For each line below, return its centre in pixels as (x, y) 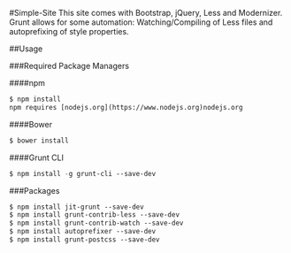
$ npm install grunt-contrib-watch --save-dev (96, 223)
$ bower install (39, 141)
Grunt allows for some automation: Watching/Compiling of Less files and (141, 22)
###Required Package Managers (69, 66)
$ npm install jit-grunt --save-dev (77, 207)
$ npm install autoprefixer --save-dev (83, 232)
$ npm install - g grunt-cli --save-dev (83, 173)
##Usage (26, 49)
